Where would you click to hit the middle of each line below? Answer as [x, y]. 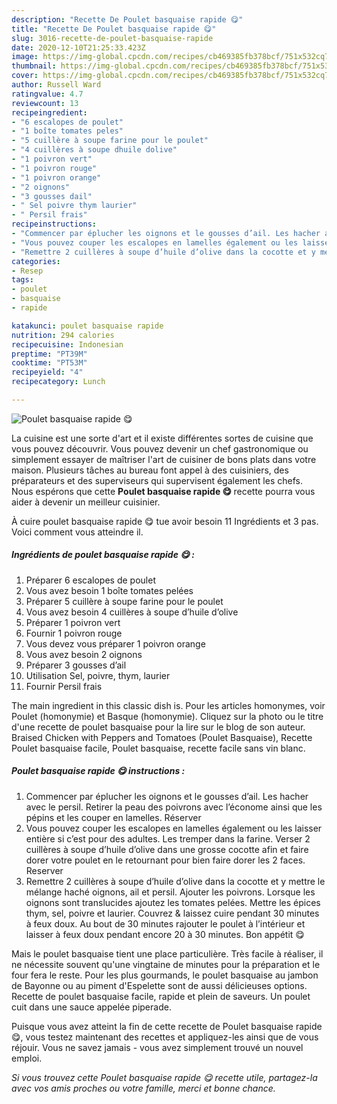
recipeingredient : [49, 112]
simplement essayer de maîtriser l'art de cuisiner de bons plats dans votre [164, 459]
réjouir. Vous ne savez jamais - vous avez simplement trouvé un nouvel [157, 1047]
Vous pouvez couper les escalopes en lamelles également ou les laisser [174, 828]
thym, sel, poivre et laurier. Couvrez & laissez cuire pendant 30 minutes [172, 913]
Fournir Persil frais [64, 686]
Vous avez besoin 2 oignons [84, 654]
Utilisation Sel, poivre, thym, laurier [98, 675]
